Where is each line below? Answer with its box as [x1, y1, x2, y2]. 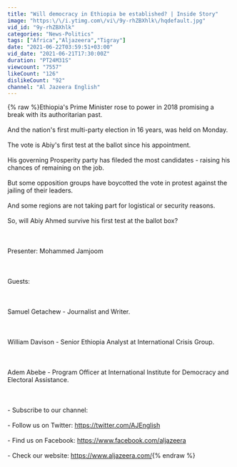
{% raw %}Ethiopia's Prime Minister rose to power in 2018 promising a [7, 103, 214, 111]
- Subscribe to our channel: [7, 406, 88, 414]
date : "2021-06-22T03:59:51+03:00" [7, 43, 114, 51]
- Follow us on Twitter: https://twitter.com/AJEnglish [7, 421, 161, 430]
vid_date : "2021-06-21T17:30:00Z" [7, 51, 111, 58]
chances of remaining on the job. [7, 163, 105, 172]
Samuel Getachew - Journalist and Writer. [7, 307, 131, 316]
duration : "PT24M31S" [7, 57, 72, 64]
